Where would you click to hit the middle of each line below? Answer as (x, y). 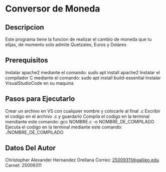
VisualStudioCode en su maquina (39, 83)
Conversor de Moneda (53, 9)
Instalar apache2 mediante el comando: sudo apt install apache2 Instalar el (83, 72)
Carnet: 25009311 (23, 165)
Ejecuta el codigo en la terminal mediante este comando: (64, 127)
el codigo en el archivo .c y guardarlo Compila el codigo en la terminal (77, 116)
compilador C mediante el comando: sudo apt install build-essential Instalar (83, 78)
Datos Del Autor (31, 148)
